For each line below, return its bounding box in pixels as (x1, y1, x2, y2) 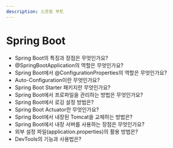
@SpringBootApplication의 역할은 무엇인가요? (14, 61, 124, 68)
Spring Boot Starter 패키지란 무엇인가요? (14, 84, 111, 91)
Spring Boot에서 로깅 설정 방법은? (14, 98, 94, 106)
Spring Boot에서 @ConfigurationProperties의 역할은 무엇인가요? (14, 69, 167, 76)
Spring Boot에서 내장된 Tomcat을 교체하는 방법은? (14, 113, 133, 120)
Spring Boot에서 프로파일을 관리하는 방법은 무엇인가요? (14, 91, 143, 98)
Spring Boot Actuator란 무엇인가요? (14, 106, 100, 113)
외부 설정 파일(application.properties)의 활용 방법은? (14, 128, 138, 135)
